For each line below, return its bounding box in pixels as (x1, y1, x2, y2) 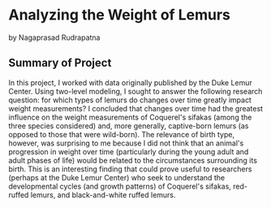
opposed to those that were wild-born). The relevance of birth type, (8, 129, 235, 139)
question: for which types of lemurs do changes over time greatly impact (8, 95, 252, 105)
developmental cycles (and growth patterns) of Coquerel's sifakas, (8, 181, 231, 191)
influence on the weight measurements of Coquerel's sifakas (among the (8, 112, 252, 122)
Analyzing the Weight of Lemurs (8, 6, 231, 24)
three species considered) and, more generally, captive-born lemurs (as (8, 120, 249, 131)
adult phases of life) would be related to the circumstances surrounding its (8, 155, 258, 165)
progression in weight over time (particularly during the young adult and (8, 146, 249, 156)
